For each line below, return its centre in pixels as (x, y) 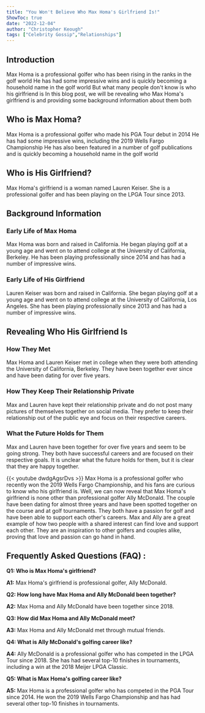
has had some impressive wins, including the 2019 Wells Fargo (85, 141)
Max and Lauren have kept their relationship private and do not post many (99, 405)
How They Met (28, 349)
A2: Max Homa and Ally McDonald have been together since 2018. (90, 606)
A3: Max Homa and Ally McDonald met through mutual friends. (86, 630)
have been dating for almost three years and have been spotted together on (102, 504)
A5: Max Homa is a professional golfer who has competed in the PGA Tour (100, 690)
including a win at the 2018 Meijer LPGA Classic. (67, 666)
